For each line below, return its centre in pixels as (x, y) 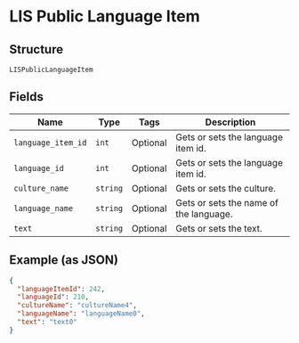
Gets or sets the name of (227, 202)
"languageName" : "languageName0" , (81, 314)
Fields (27, 97)
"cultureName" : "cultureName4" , (77, 306)
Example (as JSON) (64, 260)
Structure (36, 49)
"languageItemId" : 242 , (61, 289)
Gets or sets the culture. (226, 188)
